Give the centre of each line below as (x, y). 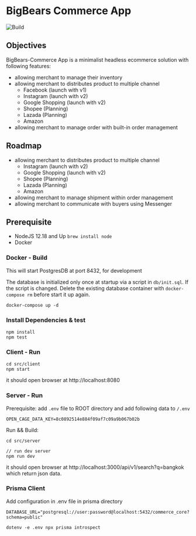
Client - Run (23, 352)
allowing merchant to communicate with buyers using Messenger (93, 203)
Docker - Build (27, 258)
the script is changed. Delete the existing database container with (85, 288)
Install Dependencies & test (46, 320)
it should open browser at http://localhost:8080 (63, 380)
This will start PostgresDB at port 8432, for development (74, 270)
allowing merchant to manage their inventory (68, 77)
